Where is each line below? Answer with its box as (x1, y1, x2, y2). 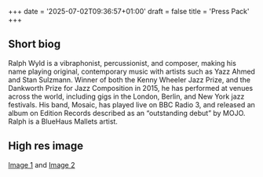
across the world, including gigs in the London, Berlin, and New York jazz (8, 92, 245, 101)
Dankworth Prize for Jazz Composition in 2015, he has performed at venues (8, 83, 254, 92)
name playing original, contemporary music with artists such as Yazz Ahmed (8, 67, 255, 76)
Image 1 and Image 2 (8, 160, 75, 169)
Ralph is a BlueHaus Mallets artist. (8, 117, 118, 126)
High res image (8, 139, 84, 153)
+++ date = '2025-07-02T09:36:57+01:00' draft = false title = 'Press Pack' (8, 7, 250, 16)
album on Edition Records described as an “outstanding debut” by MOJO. (8, 108, 246, 117)
